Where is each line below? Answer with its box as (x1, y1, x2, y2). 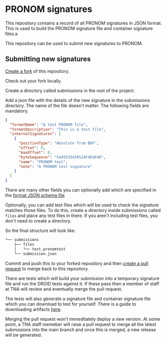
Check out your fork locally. (5, 77, 62, 83)
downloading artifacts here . (5, 306, 62, 312)
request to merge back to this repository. (5, 265, 89, 271)
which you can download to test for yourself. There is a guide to (5, 301, 136, 307)
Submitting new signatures (5, 55, 91, 63)
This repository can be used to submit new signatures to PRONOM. (5, 40, 143, 46)
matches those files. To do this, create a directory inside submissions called (5, 207, 161, 213)
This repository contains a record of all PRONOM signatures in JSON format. (5, 20, 162, 26)
